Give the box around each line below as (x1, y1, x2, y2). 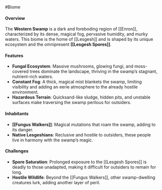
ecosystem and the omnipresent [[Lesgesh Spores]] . (5, 41, 112, 48)
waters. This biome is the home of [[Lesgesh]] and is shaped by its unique (5, 36, 154, 42)
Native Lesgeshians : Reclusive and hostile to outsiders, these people (12, 132, 151, 138)
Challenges (5, 148, 29, 154)
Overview (5, 15, 25, 21)
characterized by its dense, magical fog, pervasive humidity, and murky (5, 31, 148, 37)
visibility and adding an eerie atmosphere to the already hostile (12, 84, 138, 90)
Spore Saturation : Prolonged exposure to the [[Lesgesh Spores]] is (12, 159, 147, 165)
